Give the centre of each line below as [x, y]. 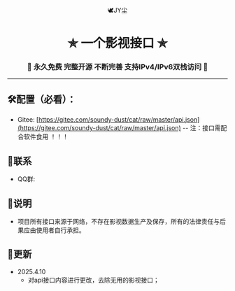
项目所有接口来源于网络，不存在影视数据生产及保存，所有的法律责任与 [119, 221]
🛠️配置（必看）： [42, 99]
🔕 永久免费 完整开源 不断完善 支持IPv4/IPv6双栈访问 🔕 [117, 67]
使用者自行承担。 [60, 230]
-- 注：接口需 [202, 128]
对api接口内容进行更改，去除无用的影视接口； [93, 280]
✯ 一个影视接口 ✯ [117, 43]
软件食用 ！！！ [46, 137]
